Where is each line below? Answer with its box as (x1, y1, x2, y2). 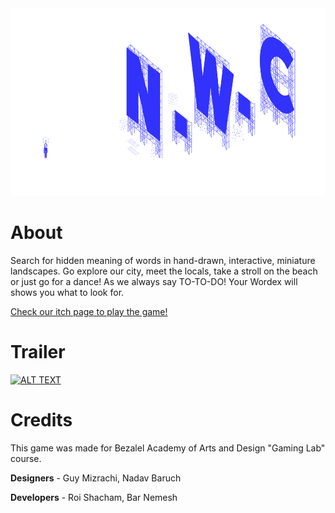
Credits (10, 409, 73, 432)
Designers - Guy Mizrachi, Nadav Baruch (10, 472, 182, 484)
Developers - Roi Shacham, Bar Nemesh (10, 491, 178, 503)
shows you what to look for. (10, 286, 125, 298)
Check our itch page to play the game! (10, 305, 168, 317)
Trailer (10, 341, 66, 364)
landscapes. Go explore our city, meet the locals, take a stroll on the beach (10, 265, 318, 277)
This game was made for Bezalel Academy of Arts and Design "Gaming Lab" (10, 442, 326, 454)
